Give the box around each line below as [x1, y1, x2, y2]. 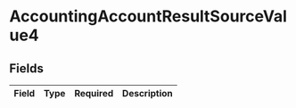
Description [121, 87, 174, 99]
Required [74, 87, 114, 99]
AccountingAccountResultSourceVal [9, 6, 288, 27]
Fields [9, 61, 45, 76]
